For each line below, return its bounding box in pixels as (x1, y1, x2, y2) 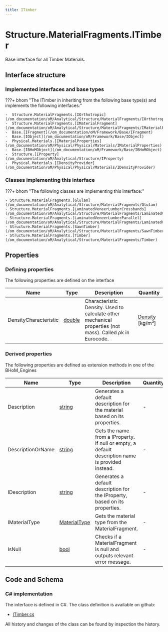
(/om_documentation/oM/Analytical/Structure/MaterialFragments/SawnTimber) (5, 228, 166, 233)
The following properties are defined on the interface (5, 277, 114, 284)
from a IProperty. (94, 433, 135, 440)
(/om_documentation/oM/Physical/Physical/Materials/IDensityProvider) (5, 165, 155, 170)
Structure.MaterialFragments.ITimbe (5, 29, 161, 40)
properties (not (84, 323, 120, 330)
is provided (94, 458, 121, 465)
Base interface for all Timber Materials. (5, 56, 85, 62)
